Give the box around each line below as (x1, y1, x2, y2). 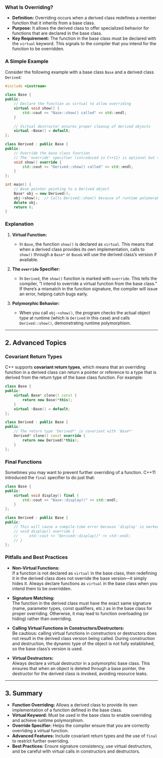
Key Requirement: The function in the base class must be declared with (12, 35, 156, 41)
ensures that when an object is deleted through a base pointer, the (12, 665, 145, 671)
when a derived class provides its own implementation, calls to (19, 246, 145, 252)
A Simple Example (5, 58, 49, 65)
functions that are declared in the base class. (12, 31, 103, 36)
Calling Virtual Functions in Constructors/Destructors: (12, 625, 125, 631)
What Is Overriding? (5, 4, 53, 11)
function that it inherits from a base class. (12, 20, 96, 26)
